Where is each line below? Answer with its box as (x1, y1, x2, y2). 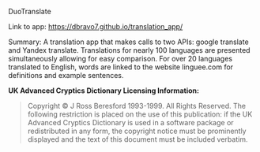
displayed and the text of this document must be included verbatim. (27, 135, 248, 144)
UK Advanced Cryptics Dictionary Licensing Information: (8, 86, 200, 95)
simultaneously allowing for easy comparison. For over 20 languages (8, 54, 233, 63)
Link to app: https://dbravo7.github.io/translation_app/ (8, 22, 183, 31)
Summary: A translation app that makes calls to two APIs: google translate (8, 37, 249, 46)
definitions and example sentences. (8, 71, 124, 80)
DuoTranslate (8, 7, 51, 16)
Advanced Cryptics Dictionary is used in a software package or (27, 118, 235, 127)
